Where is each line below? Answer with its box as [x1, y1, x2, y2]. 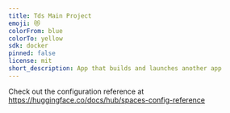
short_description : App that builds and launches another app [8, 65, 222, 73]
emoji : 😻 [8, 19, 40, 27]
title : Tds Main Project [8, 11, 92, 20]
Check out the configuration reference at [8, 86, 144, 96]
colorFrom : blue [8, 27, 63, 35]
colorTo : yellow [8, 34, 63, 43]
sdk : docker [8, 42, 48, 50]
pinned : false [8, 49, 56, 57]
